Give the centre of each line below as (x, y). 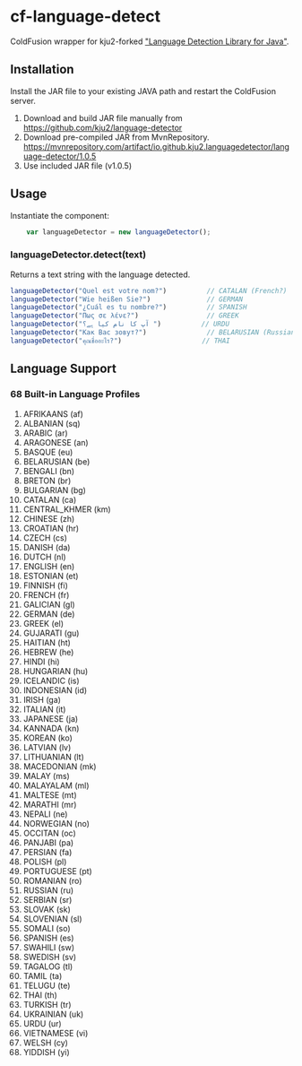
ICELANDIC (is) (51, 680)
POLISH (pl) (45, 862)
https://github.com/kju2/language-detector (103, 127)
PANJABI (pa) (48, 842)
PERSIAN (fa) (47, 852)
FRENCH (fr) (46, 594)
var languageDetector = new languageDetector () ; (119, 232)
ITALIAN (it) (44, 709)
